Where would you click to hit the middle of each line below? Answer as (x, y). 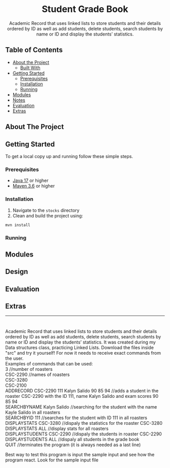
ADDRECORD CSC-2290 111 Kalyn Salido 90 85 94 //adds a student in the (82, 391)
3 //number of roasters (29, 369)
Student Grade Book (85, 9)
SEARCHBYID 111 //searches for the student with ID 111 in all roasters (76, 418)
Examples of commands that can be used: (49, 363)
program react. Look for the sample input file (52, 460)
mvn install (18, 225)
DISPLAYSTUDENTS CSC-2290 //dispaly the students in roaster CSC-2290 (83, 434)
